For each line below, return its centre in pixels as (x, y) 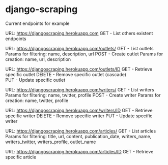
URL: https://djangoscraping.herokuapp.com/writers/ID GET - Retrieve (79, 110)
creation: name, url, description (38, 59)
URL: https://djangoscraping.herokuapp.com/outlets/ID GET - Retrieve (79, 69)
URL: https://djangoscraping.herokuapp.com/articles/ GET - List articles (81, 131)
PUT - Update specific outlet (35, 80)
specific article (21, 157)
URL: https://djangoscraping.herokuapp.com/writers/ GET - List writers (80, 89)
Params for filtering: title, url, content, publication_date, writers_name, (78, 136)
